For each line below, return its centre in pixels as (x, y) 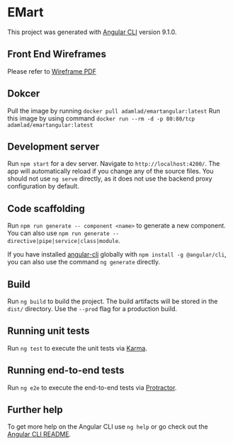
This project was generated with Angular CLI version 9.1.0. (92, 32)
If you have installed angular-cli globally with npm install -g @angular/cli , (117, 254)
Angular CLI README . (39, 434)
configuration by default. (43, 186)
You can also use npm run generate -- (63, 233)
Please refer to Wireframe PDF (52, 71)
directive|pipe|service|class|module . (64, 241)
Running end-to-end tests (66, 370)
